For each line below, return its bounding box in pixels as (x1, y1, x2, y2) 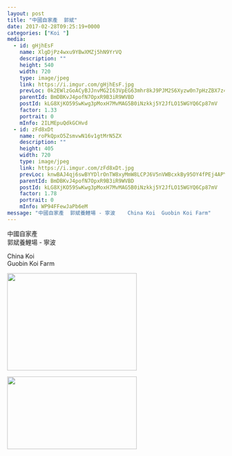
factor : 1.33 (19, 107, 57, 113)
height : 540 (19, 62, 54, 69)
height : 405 (19, 145, 54, 152)
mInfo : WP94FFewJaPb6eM (19, 203, 88, 210)
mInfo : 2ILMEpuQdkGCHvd (19, 119, 88, 127)
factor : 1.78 (19, 190, 57, 197)
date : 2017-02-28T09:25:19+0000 (7, 23, 100, 30)
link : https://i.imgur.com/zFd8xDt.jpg (19, 164, 135, 172)
